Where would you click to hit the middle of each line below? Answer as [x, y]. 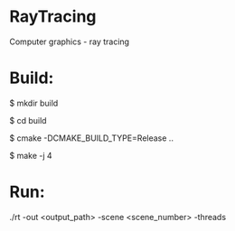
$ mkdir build [34, 103]
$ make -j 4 [31, 155]
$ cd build [28, 120]
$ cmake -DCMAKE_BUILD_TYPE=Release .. [92, 138]
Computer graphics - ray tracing [69, 42]
